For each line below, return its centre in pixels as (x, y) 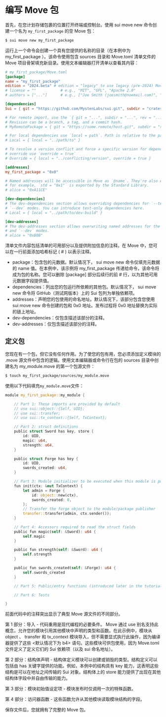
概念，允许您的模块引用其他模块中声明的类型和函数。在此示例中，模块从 (79, 630)
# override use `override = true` (41, 154)
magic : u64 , (35, 441)
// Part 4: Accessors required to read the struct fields (75, 527)
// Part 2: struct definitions (46, 427)
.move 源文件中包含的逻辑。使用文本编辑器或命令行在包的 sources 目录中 (80, 360)
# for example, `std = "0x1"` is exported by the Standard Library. (77, 185)
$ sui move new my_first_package (40, 40)
